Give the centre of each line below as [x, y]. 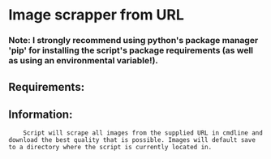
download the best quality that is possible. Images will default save [132, 140]
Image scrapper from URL [97, 15]
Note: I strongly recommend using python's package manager [133, 41]
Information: [41, 114]
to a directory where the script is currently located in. [110, 148]
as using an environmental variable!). [83, 61]
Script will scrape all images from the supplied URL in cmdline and [143, 133]
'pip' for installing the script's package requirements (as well [131, 50]
